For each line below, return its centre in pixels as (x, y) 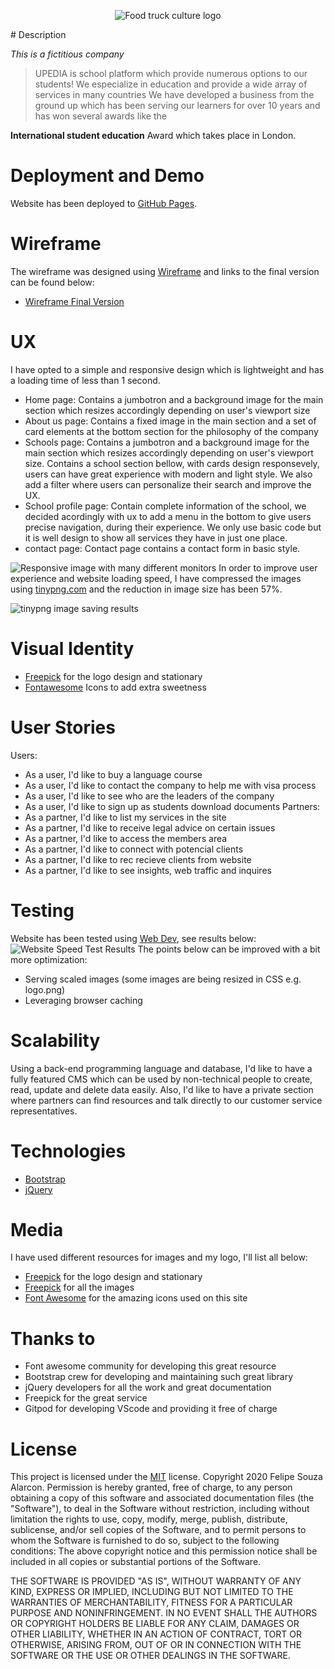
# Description (38, 34)
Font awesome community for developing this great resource (150, 1366)
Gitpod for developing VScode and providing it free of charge (151, 1409)
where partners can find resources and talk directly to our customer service (166, 1100)
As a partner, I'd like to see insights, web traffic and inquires (148, 870)
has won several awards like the (100, 116)
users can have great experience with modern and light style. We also (168, 474)
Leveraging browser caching (83, 1000)
